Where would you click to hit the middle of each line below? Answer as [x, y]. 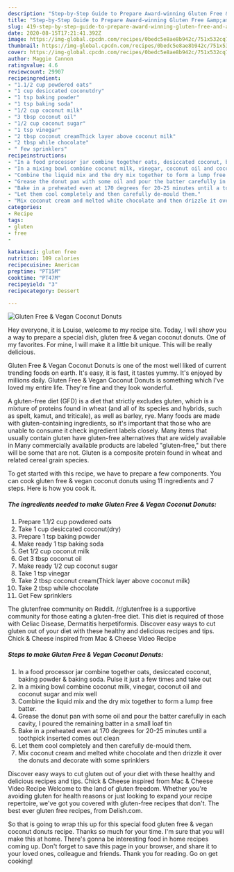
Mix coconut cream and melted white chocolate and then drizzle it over [120, 753]
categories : [25, 208]
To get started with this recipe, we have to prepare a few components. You [115, 473]
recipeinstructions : [38, 156]
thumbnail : [24, 46]
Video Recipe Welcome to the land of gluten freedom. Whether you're [108, 789]
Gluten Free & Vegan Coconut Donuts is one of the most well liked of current [117, 366]
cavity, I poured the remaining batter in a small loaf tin [95, 723]
